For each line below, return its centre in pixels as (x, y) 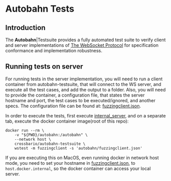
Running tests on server (44, 67)
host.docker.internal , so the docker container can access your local (78, 168)
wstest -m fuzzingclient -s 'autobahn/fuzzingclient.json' (79, 148)
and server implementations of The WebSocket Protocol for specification (82, 45)
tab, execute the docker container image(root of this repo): (67, 121)
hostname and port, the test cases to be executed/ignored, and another (80, 100)
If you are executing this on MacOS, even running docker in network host (82, 158)
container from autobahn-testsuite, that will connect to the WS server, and (83, 84)
